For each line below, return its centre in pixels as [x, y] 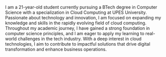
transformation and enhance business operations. [56, 49]
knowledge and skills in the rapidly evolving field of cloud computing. [76, 23]
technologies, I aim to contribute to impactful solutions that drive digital [78, 44]
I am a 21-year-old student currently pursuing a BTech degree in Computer [81, 7]
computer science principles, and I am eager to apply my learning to [75, 33]
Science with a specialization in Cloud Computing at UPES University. [76, 12]
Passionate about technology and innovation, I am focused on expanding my [83, 18]
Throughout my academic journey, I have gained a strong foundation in [78, 28]
